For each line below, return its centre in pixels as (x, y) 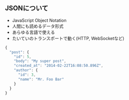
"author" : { (26, 70)
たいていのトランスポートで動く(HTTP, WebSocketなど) (68, 38)
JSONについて (27, 8)
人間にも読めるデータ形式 (38, 26)
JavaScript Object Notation (39, 20)
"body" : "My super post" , (40, 61)
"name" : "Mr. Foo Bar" (41, 79)
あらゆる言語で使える (33, 32)
